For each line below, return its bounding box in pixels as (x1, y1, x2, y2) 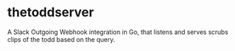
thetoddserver (7, 4, 94, 21)
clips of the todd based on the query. (7, 35, 115, 43)
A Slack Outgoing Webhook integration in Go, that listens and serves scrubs (7, 28, 229, 36)
